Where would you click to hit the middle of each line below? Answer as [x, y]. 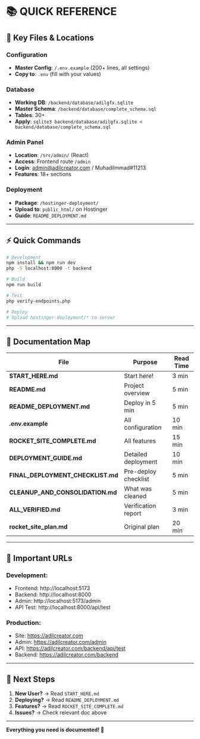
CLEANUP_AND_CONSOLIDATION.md [63, 492]
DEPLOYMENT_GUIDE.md [46, 458]
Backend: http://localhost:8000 [53, 594]
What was [138, 489]
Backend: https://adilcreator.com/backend [67, 655]
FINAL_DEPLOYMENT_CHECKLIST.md [64, 476]
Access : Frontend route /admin [53, 161]
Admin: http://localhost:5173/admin [58, 600]
